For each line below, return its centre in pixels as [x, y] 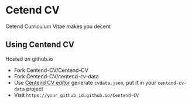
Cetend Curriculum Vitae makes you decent [58, 26]
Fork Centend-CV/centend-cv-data [56, 76]
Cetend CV [32, 10]
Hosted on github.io [29, 58]
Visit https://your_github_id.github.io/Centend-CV [76, 95]
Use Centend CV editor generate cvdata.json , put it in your [85, 82]
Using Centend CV [40, 45]
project [35, 89]
